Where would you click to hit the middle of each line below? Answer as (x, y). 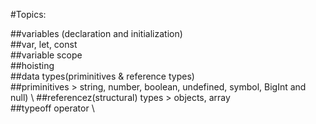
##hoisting (32, 65)
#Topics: (28, 14)
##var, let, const (44, 44)
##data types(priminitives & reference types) (102, 76)
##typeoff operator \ (52, 108)
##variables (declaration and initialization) (96, 33)
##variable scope (46, 55)
